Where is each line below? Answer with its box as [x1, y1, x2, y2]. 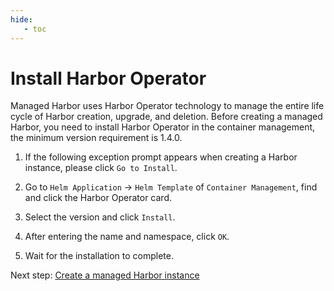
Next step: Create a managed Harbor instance [10, 269, 200, 281]
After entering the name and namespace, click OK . [24, 231, 230, 243]
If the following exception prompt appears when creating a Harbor [24, 151, 298, 163]
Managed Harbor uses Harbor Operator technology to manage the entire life [10, 100, 325, 112]
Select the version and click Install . [24, 211, 176, 223]
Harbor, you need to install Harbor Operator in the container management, [10, 121, 316, 133]
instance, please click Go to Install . [24, 162, 178, 174]
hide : [10, 14, 33, 25]
